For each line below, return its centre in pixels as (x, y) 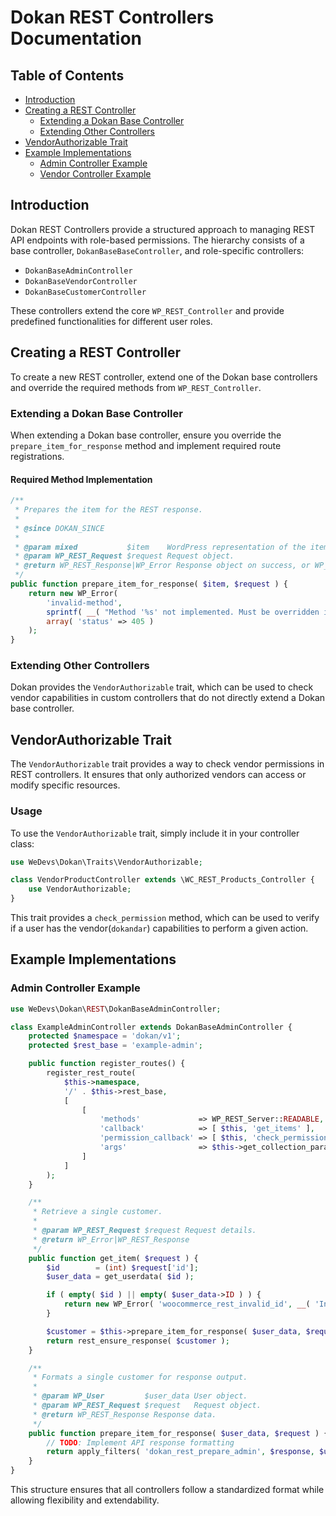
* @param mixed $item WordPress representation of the (160, 547)
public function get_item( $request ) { (113, 1258)
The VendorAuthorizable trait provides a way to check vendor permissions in (167, 764)
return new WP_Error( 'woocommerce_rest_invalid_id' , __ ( (187, 1304)
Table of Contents (67, 75)
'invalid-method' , (84, 602)
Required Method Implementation (81, 479)
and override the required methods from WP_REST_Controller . (136, 387)
